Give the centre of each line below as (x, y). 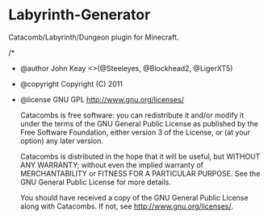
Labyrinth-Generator (80, 15)
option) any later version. (61, 140)
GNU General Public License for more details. (96, 182)
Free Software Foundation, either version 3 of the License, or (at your (135, 132)
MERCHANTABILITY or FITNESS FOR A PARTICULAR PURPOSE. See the (140, 173)
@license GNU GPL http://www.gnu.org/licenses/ (102, 99)
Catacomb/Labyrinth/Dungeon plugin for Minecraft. (94, 37)
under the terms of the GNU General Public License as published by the (139, 123)
